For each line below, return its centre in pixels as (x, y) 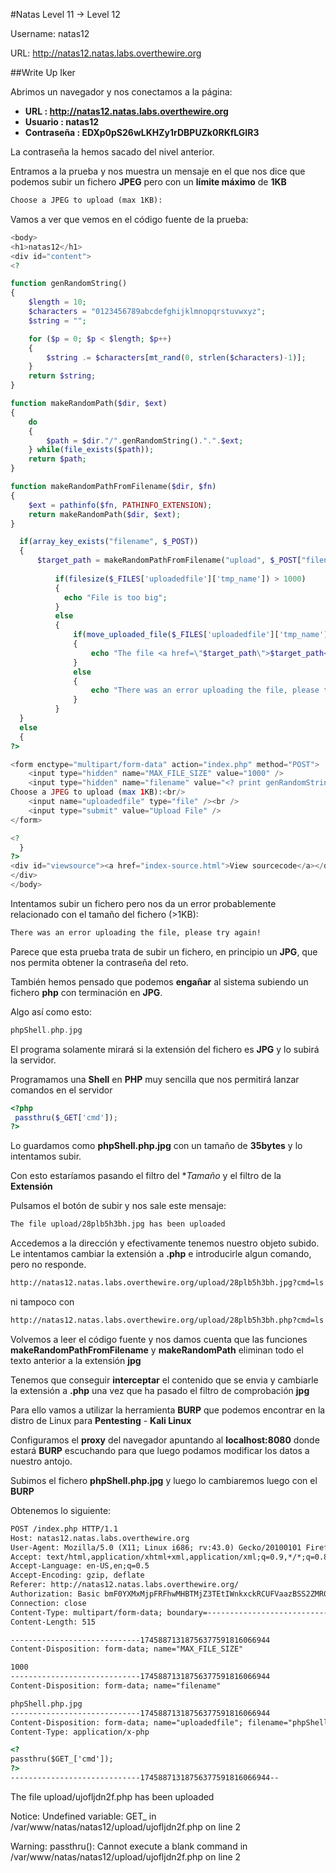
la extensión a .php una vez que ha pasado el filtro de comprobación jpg (160, 1390)
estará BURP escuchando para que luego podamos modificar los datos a (160, 1450)
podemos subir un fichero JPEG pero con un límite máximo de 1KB (148, 182)
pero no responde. (48, 1265)
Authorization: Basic (55, 1594)
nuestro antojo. (41, 1461)
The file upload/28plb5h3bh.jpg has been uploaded (118, 1224)
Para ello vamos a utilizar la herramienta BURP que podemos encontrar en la (168, 1410)
